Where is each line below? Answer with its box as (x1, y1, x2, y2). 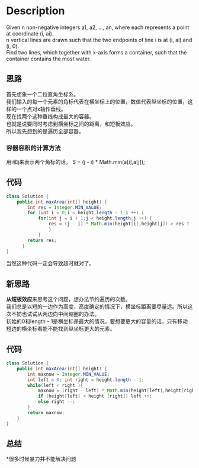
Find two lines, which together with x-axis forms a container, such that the (6, 49, 187, 56)
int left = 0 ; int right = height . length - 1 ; (27, 377, 145, 383)
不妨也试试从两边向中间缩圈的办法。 (11, 311, 99, 318)
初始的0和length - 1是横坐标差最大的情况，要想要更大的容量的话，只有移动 (6, 318, 188, 325)
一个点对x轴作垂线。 (16, 105, 66, 112)
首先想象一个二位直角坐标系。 (6, 91, 79, 98)
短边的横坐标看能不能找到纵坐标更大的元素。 (6, 325, 115, 333)
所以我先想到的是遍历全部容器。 (6, 127, 84, 134)
